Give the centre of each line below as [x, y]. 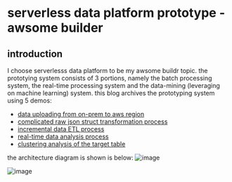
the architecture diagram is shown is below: [70, 157]
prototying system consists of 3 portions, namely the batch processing [110, 78]
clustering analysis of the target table [71, 144]
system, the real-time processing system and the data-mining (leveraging [114, 85]
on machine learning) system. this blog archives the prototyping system [111, 93]
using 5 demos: [30, 100]
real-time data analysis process [63, 136]
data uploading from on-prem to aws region [81, 114]
